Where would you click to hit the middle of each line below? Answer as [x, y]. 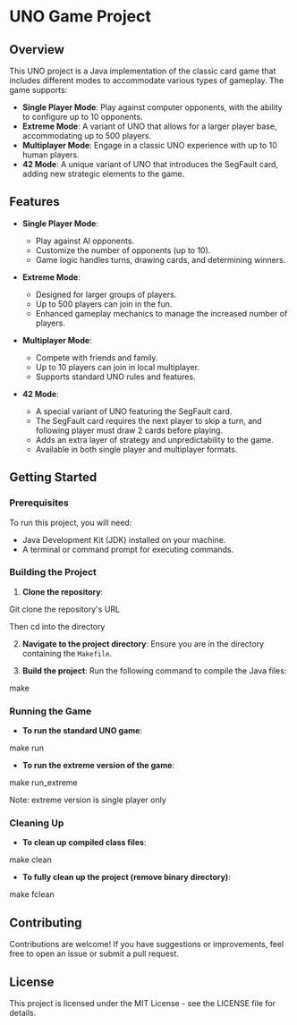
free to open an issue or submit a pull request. [94, 953]
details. [23, 1013]
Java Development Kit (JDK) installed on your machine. [124, 539]
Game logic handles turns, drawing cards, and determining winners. [161, 259]
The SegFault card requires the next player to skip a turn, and [148, 420]
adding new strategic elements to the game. [103, 174]
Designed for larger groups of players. [106, 294]
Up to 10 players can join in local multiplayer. [117, 367]
